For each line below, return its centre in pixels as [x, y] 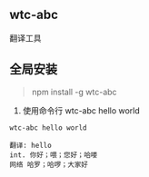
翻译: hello [30, 145]
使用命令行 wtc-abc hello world [81, 110]
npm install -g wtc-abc [74, 92]
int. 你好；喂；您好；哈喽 [54, 155]
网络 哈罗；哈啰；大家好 [49, 164]
